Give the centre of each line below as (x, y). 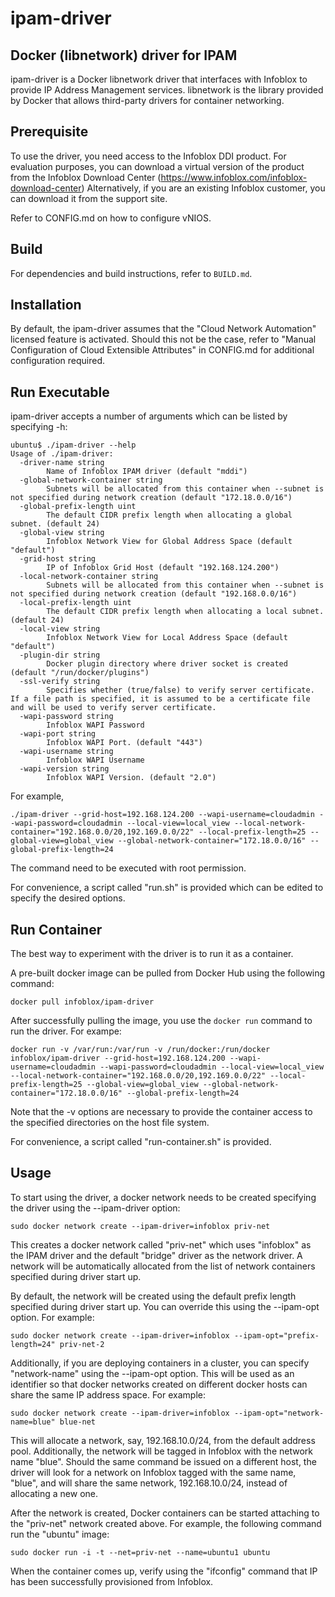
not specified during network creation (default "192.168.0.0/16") (154, 594)
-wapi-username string (66, 752)
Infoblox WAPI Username (95, 760)
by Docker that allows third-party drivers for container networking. (147, 100)
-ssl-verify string (60, 682)
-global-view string (62, 533)
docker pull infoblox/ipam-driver (82, 1002)
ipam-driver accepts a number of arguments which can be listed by (149, 416)
